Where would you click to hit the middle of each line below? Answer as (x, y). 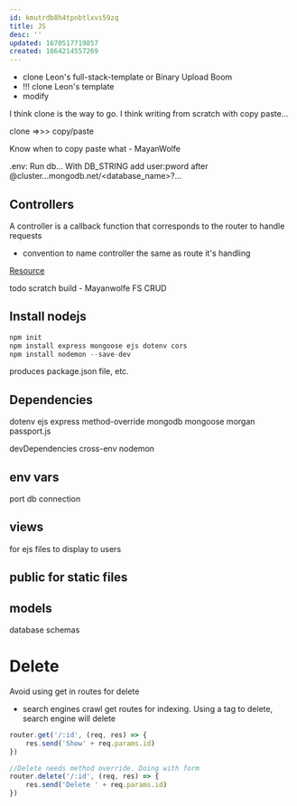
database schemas (45, 630)
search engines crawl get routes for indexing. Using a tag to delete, (148, 708)
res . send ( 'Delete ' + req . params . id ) (97, 785)
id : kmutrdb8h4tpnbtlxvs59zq (64, 18)
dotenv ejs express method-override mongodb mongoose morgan (132, 422)
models (31, 608)
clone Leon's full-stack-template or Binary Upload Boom (127, 77)
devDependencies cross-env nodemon (82, 449)
